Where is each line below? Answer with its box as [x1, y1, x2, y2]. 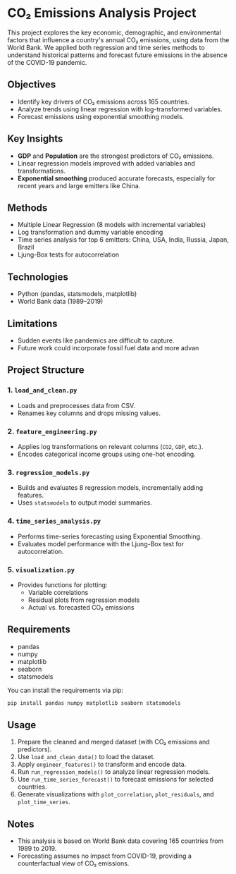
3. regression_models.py [7, 467, 90, 477]
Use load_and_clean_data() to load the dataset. [17, 753, 156, 761]
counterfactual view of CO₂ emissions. [17, 859, 130, 868]
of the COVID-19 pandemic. [7, 58, 87, 66]
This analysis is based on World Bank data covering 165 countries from [17, 837, 224, 845]
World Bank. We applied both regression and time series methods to [7, 43, 206, 51]
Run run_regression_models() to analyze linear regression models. [17, 768, 210, 776]
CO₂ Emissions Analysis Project [7, 5, 197, 21]
